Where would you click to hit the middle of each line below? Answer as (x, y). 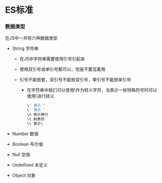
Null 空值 (21, 154)
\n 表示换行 (37, 115)
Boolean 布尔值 (27, 144)
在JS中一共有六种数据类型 (31, 38)
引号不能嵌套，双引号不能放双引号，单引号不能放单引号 (75, 80)
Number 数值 (25, 134)
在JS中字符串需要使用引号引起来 (52, 59)
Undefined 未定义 (30, 165)
